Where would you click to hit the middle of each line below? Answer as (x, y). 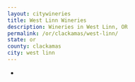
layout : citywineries (39, 14)
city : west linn (31, 53)
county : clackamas (34, 46)
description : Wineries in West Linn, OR (68, 27)
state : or (22, 40)
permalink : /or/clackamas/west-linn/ (63, 33)
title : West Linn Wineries (47, 20)
